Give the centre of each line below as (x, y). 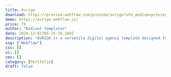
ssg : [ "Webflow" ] (24, 43)
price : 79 (16, 24)
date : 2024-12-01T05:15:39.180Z (39, 33)
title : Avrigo (20, 10)
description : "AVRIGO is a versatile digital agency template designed (83, 38)
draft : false (19, 66)
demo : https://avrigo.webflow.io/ (42, 19)
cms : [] (13, 57)
